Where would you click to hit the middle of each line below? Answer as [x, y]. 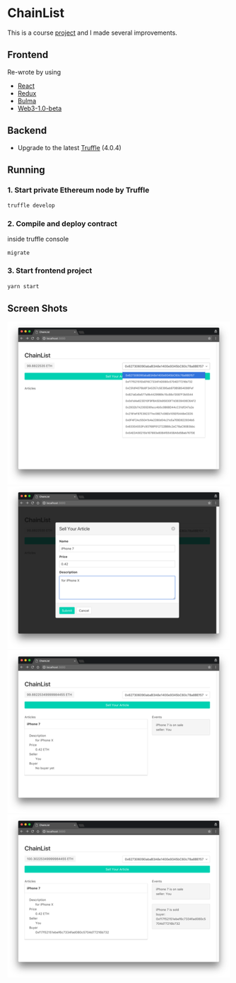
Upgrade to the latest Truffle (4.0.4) [69, 147]
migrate [19, 253]
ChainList [36, 13]
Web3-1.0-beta [40, 108]
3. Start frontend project [50, 271]
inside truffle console [38, 239]
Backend [27, 131]
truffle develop [31, 206]
